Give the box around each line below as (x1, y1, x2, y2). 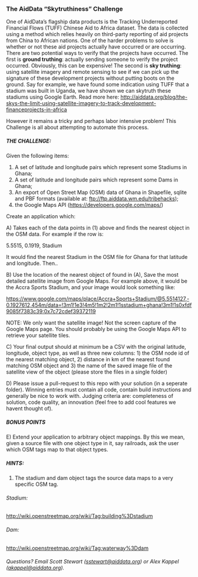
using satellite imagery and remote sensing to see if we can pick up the (6, 69, 179, 76)
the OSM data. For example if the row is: (6, 231, 104, 238)
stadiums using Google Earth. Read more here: (6, 93, 120, 101)
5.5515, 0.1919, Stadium (6, 242, 62, 249)
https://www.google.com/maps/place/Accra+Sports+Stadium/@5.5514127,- (6, 295, 190, 303)
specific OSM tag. (14, 481, 59, 488)
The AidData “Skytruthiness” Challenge (6, 5, 123, 13)
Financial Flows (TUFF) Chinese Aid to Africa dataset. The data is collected (6, 24, 189, 31)
